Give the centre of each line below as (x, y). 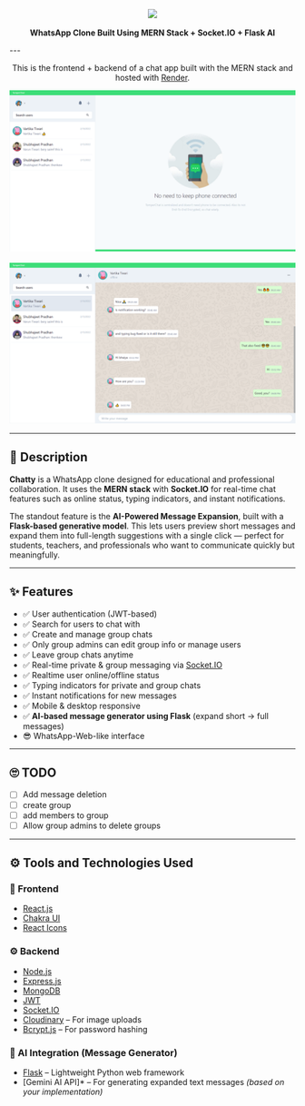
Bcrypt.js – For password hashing (85, 1029)
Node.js (37, 971)
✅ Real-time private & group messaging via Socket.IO (122, 665)
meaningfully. (35, 555)
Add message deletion (64, 795)
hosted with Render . (152, 78)
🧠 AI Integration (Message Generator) (93, 1052)
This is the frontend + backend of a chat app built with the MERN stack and (152, 68)
